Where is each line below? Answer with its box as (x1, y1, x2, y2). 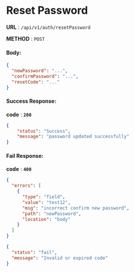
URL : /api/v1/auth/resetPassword (6, 23, 91, 31)
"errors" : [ (11, 183, 42, 189)
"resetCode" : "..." (11, 79, 60, 85)
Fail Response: (6, 152, 44, 159)
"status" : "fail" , (11, 249, 58, 255)
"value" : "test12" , (22, 199, 70, 205)
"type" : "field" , (22, 194, 66, 200)
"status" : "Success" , (17, 128, 70, 134)
